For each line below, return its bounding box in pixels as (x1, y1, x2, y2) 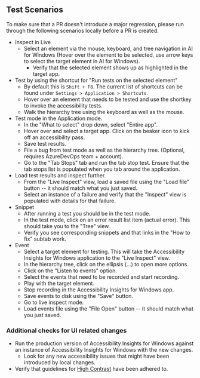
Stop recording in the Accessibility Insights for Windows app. (23, 286, 174, 293)
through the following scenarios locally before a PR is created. (6, 27, 159, 34)
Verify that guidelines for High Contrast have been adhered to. (14, 365, 168, 373)
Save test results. (23, 140, 67, 147)
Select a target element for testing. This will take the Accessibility (23, 248, 185, 255)
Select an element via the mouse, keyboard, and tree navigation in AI (23, 45, 193, 52)
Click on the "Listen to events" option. (23, 267, 118, 274)
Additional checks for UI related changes (6, 326, 127, 334)
